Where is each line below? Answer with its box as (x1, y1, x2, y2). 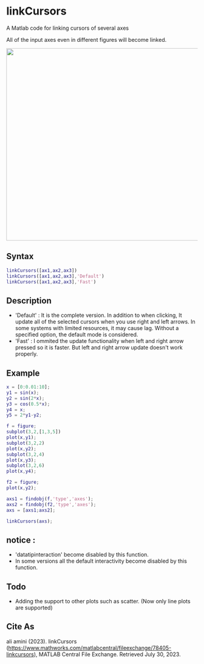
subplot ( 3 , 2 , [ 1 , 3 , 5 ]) (6, 429, 61, 435)
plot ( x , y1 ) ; (6, 435, 36, 441)
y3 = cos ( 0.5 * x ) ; (6, 401, 50, 407)
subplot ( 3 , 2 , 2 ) (6, 440, 45, 446)
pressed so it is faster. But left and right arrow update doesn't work (15, 344, 183, 351)
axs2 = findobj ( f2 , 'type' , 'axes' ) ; (6, 501, 97, 507)
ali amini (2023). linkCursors (6, 637, 77, 645)
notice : (6, 535, 36, 545)
